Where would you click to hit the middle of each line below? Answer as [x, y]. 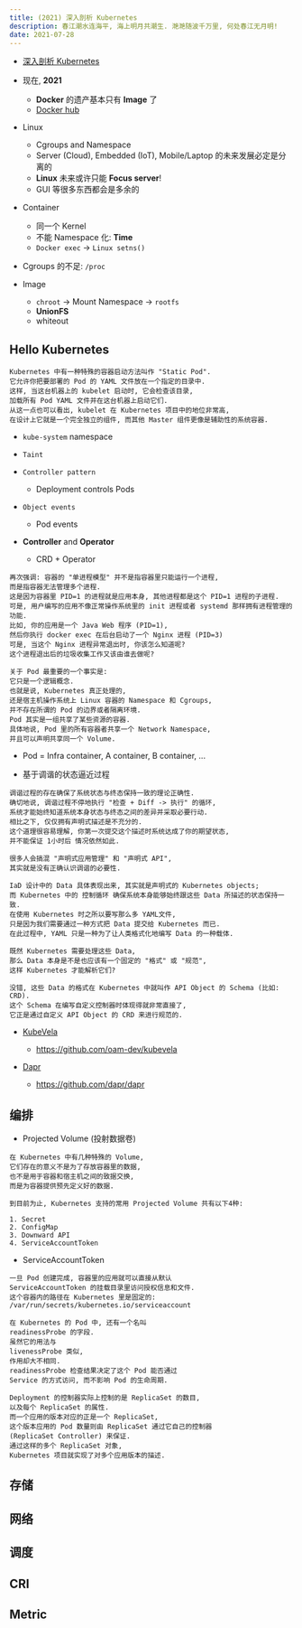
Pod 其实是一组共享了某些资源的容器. [70, 720]
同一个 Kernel [61, 226]
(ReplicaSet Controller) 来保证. [70, 1436]
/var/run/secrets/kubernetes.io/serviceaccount [101, 1305]
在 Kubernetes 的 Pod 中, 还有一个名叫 [78, 1323]
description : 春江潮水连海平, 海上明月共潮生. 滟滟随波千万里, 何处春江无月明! [144, 26]
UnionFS [52, 312]
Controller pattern [59, 472]
